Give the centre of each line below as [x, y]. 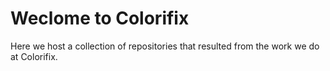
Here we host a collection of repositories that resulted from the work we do [165, 46]
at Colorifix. [34, 56]
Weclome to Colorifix [100, 18]
